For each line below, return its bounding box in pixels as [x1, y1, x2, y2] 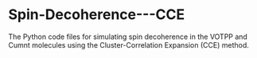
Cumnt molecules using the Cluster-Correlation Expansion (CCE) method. [8, 40, 249, 49]
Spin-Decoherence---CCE [8, 6, 185, 24]
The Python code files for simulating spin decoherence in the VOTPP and [8, 32, 248, 41]
